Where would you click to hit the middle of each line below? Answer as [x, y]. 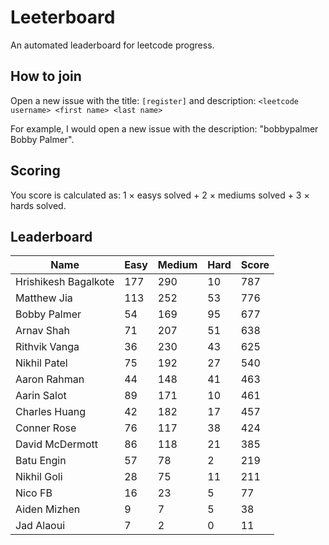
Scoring [35, 171]
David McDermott [57, 444]
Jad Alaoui [40, 526]
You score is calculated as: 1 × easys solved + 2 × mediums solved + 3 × [160, 195]
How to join [46, 76]
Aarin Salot [41, 396]
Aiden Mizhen [48, 509]
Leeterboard [63, 17]
